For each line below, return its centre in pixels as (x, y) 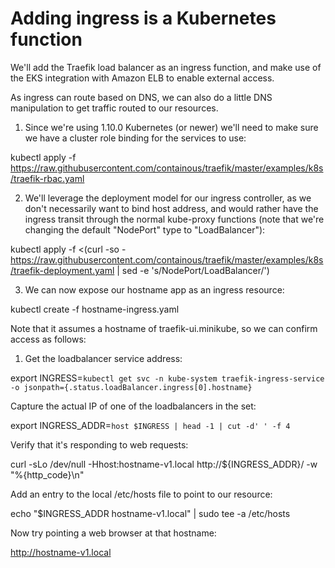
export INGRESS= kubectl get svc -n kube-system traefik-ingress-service (167, 378)
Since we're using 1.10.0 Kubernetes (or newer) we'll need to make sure (171, 127)
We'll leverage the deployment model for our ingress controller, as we (168, 198)
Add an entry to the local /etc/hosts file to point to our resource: (141, 494)
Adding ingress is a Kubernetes (143, 18)
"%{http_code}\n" (47, 474)
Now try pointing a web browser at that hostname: (113, 533)
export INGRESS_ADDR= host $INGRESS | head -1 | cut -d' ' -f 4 (150, 425)
